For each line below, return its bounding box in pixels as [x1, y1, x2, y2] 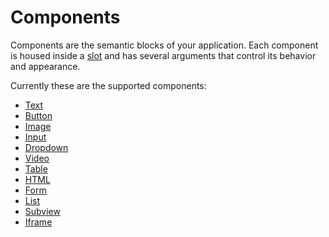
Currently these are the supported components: [10, 79, 207, 91]
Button [24, 109, 53, 121]
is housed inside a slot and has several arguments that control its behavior [10, 49, 317, 61]
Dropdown [24, 141, 69, 153]
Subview [24, 205, 61, 217]
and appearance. [10, 60, 81, 72]
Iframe [24, 216, 53, 228]
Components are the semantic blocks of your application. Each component [10, 39, 319, 51]
